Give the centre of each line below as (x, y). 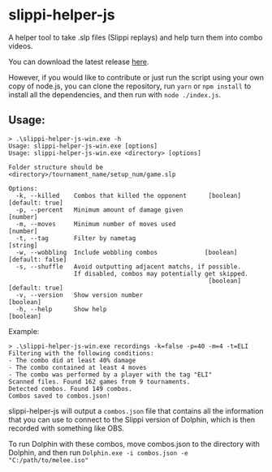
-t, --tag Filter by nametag (76, 238)
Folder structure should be (56, 167)
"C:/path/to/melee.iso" (49, 460)
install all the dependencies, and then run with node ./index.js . (115, 94)
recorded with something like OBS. (66, 428)
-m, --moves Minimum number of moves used (96, 224)
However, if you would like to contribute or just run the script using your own (136, 77)
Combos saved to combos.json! (60, 396)
